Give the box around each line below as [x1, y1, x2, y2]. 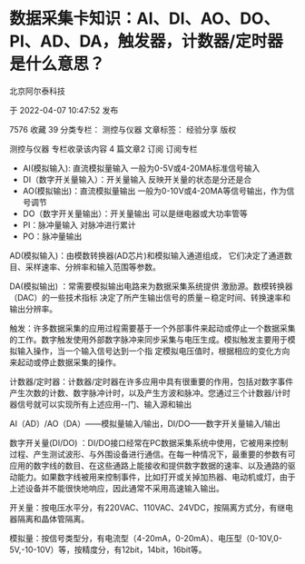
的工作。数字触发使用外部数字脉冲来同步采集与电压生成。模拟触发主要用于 [9, 333, 288, 345]
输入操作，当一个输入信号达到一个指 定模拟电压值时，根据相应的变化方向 [16, 345, 290, 356]
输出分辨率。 [9, 303, 57, 314]
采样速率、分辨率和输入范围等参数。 [25, 261, 161, 272]
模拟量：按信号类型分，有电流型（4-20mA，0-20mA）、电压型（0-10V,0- [9, 532, 283, 543]
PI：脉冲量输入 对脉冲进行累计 [22, 219, 136, 230]
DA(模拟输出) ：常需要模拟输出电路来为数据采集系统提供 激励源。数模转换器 [9, 281, 293, 292]
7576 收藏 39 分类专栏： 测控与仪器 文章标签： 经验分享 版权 [9, 124, 237, 134]
